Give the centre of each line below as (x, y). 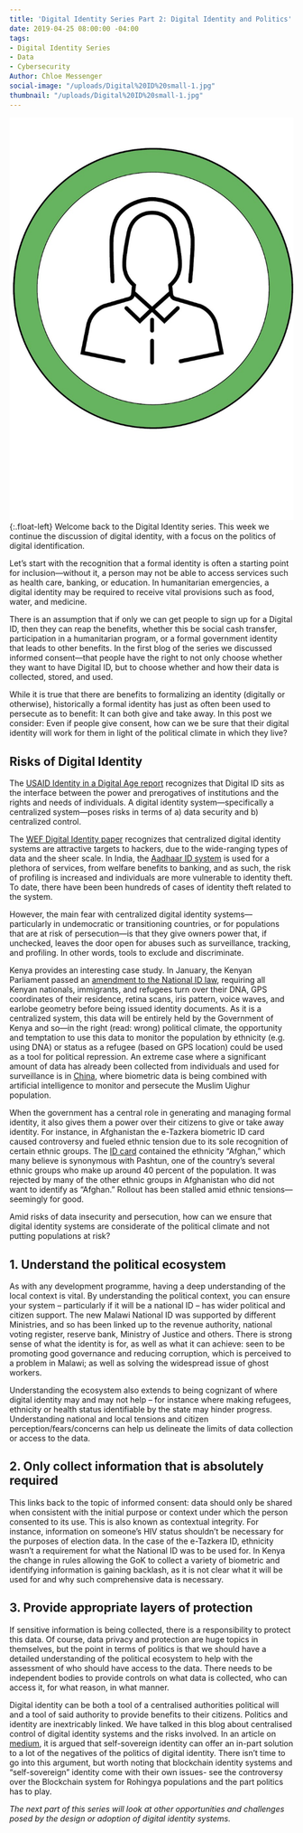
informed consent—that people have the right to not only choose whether (146, 658)
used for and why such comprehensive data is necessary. (116, 1579)
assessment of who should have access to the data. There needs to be (141, 1668)
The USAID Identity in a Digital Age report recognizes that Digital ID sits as (147, 783)
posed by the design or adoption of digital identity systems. (120, 1819)
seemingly (28, 1199)
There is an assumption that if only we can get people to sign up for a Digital (151, 619)
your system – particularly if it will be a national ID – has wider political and (147, 1306)
